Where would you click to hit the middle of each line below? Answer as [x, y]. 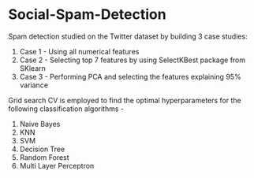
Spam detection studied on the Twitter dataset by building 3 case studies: [128, 36]
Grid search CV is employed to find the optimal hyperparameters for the [125, 100]
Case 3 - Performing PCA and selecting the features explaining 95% [131, 76]
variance [34, 85]
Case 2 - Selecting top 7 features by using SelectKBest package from [133, 60]
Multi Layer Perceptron [57, 165]
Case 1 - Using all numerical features [79, 51]
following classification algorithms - [66, 109]
